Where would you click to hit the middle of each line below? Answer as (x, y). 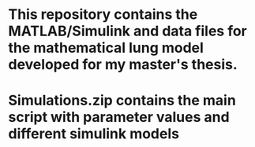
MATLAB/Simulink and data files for (127, 31)
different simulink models (94, 134)
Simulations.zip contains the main (122, 101)
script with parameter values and (119, 118)
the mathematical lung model (106, 48)
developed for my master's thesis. (123, 65)
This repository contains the (103, 15)
